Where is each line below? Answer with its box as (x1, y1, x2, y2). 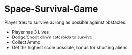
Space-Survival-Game (4, 3, 98, 15)
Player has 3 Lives (11, 29, 49, 35)
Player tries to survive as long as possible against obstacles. (4, 19, 127, 25)
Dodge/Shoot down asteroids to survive (11, 34, 93, 40)
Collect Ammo (11, 39, 41, 45)
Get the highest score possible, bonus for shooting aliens (11, 44, 128, 50)
